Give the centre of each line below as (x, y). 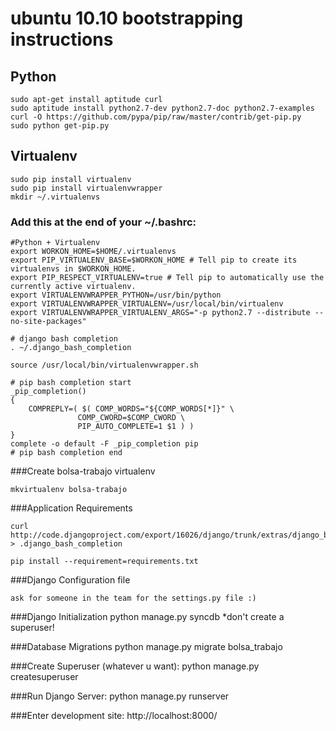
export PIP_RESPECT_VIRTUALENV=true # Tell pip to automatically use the (167, 278)
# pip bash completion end (66, 453)
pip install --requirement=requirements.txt (104, 562)
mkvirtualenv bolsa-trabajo (69, 490)
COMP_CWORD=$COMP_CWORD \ (131, 418)
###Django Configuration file (70, 580)
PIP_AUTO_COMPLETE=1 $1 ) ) (136, 427)
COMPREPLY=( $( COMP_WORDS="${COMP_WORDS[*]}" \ (131, 409)
